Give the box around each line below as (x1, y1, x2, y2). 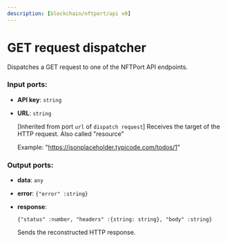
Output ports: (7, 160, 54, 170)
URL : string (17, 108, 52, 117)
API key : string (17, 95, 62, 104)
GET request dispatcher (7, 39, 147, 55)
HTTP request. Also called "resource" (17, 129, 124, 138)
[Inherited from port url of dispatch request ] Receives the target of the (17, 122, 221, 130)
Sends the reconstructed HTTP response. (17, 229, 136, 237)
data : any (17, 176, 43, 184)
